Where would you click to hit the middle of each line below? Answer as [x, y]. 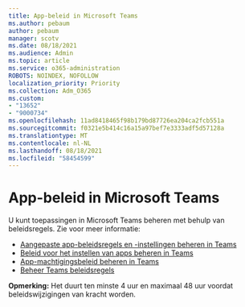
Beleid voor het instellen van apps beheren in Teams [107, 253]
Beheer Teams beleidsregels [67, 270]
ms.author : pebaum [39, 23]
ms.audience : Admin [41, 53]
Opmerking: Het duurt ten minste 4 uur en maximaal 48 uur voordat [121, 286]
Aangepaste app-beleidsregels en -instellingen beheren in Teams [128, 245]
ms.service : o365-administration [64, 68]
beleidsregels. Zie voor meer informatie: [74, 229]
